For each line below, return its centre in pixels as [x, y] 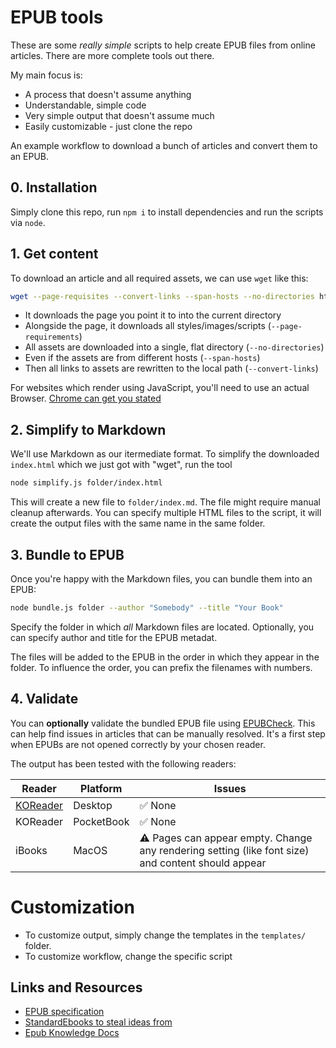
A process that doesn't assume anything [108, 94]
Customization [72, 907]
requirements [52, 337]
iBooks [31, 850]
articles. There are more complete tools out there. [112, 55]
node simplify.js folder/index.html [86, 483]
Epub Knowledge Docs [72, 1033]
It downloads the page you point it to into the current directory [153, 315]
